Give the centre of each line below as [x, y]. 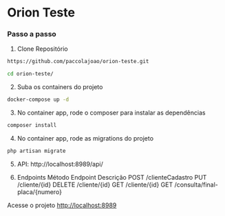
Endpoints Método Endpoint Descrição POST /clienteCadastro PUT [112, 177]
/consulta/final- [196, 184]
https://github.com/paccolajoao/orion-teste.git [78, 62]
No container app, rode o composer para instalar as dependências [111, 113]
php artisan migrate [37, 151]
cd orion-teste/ [30, 74]
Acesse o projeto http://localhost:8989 [62, 205]
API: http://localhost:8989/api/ [60, 164]
